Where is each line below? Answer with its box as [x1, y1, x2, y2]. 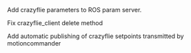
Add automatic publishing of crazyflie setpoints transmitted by [7, 32, 184, 40]
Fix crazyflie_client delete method [7, 19, 103, 26]
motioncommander [7, 39, 61, 47]
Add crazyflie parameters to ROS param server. [7, 6, 142, 14]
